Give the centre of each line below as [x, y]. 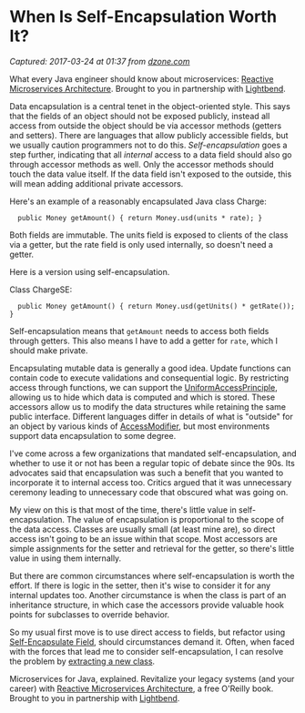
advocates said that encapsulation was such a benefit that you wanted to [147, 473]
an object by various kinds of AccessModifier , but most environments [140, 426]
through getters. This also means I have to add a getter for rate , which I [144, 341]
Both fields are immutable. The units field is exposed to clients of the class [149, 235]
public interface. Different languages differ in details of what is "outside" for [151, 416]
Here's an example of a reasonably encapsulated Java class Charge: [138, 201]
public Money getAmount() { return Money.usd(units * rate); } [140, 218]
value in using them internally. [66, 558]
